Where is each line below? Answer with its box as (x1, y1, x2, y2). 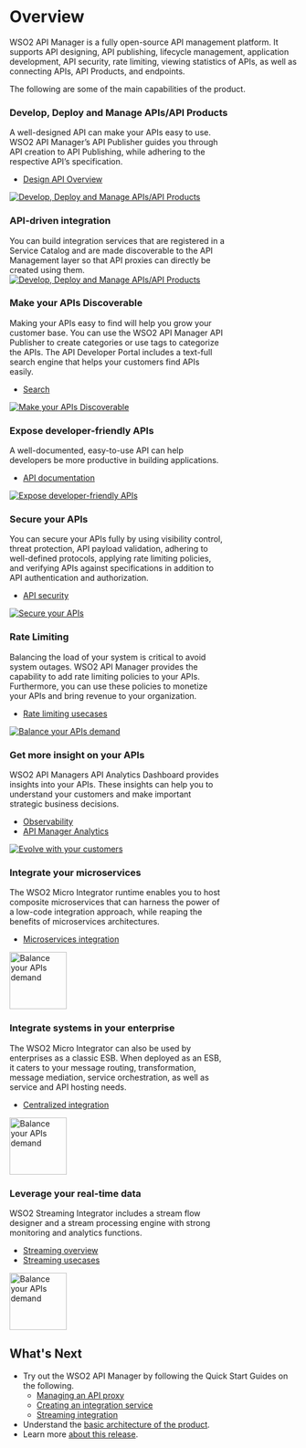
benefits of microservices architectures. (9, 916, 160, 927)
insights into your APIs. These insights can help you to (9, 779, 214, 790)
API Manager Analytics (22, 826, 110, 837)
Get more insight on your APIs (9, 748, 145, 761)
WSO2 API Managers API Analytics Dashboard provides (9, 769, 219, 780)
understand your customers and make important (9, 788, 192, 800)
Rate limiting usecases (22, 708, 108, 719)
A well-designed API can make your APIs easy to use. (9, 127, 212, 138)
